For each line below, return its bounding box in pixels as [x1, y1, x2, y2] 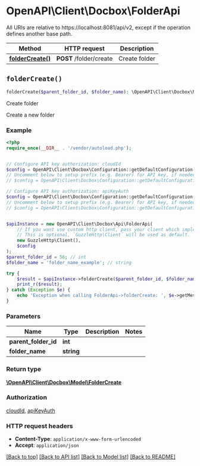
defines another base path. [6, 30, 73, 37]
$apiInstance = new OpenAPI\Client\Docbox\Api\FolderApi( [6, 221, 153, 227]
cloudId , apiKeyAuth [6, 406, 55, 414]
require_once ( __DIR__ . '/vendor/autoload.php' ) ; [6, 145, 132, 151]
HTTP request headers [6, 421, 73, 430]
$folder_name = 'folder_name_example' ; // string [6, 259, 132, 265]
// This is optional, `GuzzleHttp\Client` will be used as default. [17, 232, 190, 238]
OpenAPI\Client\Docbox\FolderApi [6, 4, 180, 18]
